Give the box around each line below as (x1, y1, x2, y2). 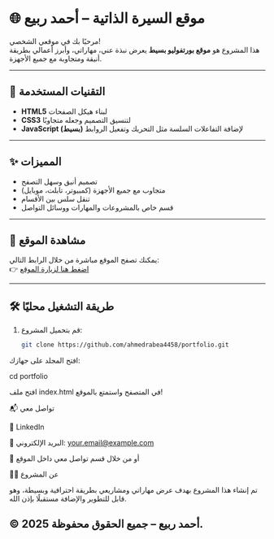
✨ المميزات (9, 155, 62, 169)
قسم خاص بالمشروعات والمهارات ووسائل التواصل (20, 202, 174, 212)
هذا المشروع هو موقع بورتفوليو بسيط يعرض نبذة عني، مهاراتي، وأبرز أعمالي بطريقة (9, 45, 260, 54)
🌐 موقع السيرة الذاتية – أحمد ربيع (9, 9, 206, 28)
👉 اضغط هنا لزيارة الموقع (9, 264, 89, 274)
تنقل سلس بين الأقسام (20, 193, 90, 203)
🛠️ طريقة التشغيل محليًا (9, 299, 115, 313)
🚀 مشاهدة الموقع (9, 233, 86, 247)
